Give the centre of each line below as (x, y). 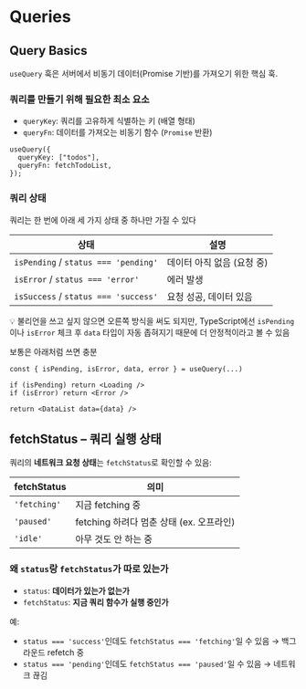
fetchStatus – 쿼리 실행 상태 (85, 438)
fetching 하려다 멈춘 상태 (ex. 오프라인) (155, 522)
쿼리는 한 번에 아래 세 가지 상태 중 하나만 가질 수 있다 (103, 220)
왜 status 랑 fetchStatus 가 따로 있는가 (89, 569)
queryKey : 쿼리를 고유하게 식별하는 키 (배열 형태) (109, 121)
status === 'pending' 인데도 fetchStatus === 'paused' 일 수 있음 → (147, 663)
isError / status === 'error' (77, 278)
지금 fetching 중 (108, 506)
